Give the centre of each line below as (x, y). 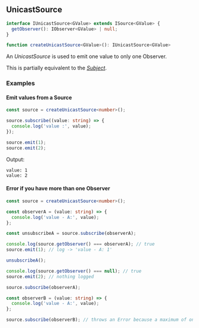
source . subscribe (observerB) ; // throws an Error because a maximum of (96, 320)
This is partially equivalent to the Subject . (57, 68)
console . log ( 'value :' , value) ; (52, 126)
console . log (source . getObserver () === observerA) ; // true (81, 244)
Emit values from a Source (39, 97)
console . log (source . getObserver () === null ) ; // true (74, 271)
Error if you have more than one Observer (58, 189)
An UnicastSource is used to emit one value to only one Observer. (86, 56)
